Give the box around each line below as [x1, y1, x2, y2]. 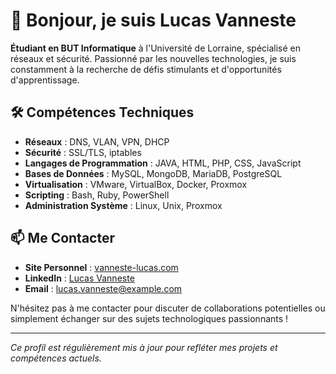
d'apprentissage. [10, 74, 80, 86]
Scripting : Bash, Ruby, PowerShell [24, 189, 170, 201]
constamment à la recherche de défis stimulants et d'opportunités [10, 63, 282, 75]
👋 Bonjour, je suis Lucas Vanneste [10, 9, 297, 32]
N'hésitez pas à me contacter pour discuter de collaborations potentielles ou [10, 302, 326, 314]
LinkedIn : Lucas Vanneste [24, 272, 135, 284]
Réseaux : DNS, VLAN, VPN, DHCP [24, 135, 170, 148]
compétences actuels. [10, 352, 102, 364]
